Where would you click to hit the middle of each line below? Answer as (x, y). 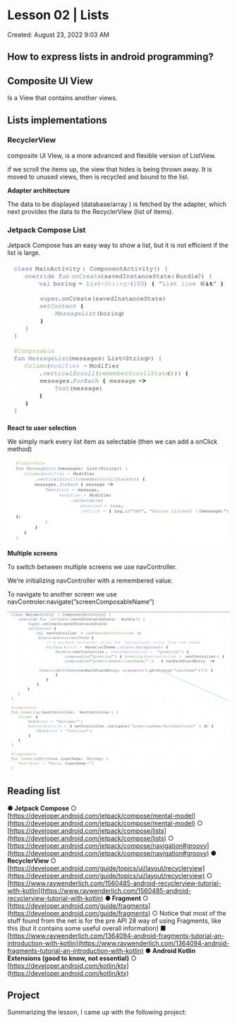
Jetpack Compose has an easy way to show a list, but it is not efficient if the (118, 245)
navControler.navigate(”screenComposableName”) (81, 602)
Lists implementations (57, 120)
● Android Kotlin (170, 950)
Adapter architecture (39, 190)
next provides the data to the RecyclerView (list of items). (91, 211)
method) (20, 449)
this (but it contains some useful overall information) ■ (87, 928)
